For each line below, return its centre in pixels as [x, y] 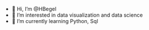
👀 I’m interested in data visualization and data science [77, 15]
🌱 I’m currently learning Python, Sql [55, 21]
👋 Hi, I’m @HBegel [34, 9]
